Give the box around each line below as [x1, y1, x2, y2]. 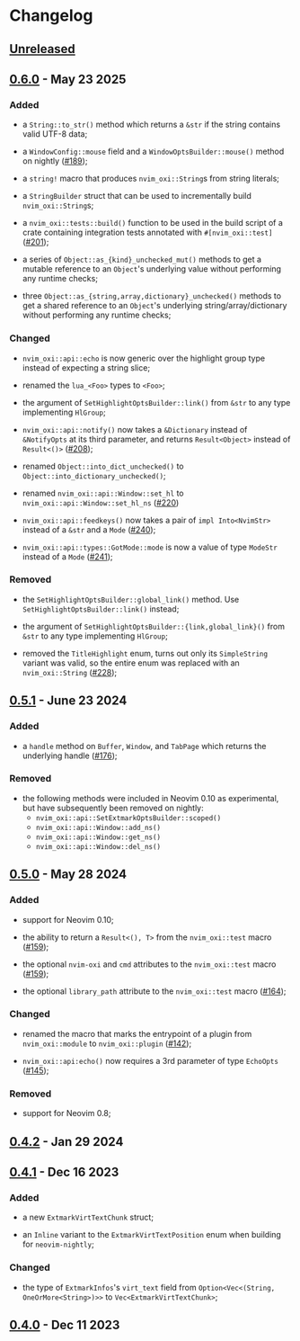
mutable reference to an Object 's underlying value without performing [22, 264, 281, 274]
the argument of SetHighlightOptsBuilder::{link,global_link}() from [22, 621, 286, 631]
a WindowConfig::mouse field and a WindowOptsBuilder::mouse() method [22, 146, 285, 157]
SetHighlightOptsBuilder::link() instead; [22, 603, 180, 614]
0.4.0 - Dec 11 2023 [9, 1317, 120, 1332]
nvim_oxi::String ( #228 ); [22, 666, 118, 677]
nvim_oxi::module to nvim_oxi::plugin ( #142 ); [22, 1038, 192, 1049]
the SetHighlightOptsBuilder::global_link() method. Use [22, 594, 240, 604]
